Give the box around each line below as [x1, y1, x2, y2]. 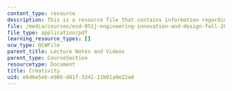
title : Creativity [7, 67, 60, 74]
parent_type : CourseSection [7, 55, 88, 62]
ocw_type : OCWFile [7, 42, 60, 49]
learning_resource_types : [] [7, 36, 91, 42]
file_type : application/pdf [7, 29, 88, 36]
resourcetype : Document [7, 61, 76, 68]
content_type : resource [7, 10, 76, 17]
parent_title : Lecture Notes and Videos [7, 49, 126, 55]
